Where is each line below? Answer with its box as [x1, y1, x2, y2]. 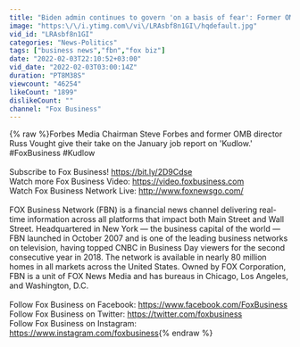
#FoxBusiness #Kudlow [9, 148, 96, 159]
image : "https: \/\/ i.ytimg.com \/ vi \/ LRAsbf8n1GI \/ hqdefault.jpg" [9, 21, 257, 30]
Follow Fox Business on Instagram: [9, 318, 137, 329]
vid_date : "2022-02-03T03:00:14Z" [9, 63, 138, 72]
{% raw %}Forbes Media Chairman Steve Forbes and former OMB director [9, 128, 283, 139]
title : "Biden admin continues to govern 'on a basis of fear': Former [9, 12, 281, 22]
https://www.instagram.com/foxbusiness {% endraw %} [9, 327, 213, 339]
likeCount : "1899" [9, 87, 78, 96]
